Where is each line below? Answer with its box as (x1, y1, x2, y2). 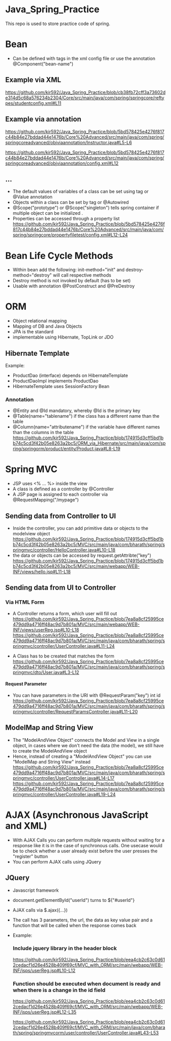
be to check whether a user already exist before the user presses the (12, 848, 158, 854)
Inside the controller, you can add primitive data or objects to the (12, 525, 149, 531)
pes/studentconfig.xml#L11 (5, 100, 62, 106)
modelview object (12, 531, 50, 537)
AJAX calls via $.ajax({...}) (12, 907, 68, 913)
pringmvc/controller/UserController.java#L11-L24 (12, 643, 115, 649)
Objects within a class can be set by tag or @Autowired (12, 199, 129, 206)
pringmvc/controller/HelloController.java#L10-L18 (12, 547, 116, 553)
